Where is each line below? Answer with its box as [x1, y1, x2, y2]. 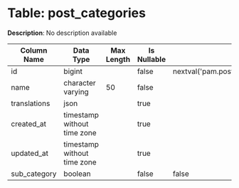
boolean [63, 169, 91, 179]
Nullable [137, 54, 166, 64]
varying [63, 87, 89, 97]
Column [20, 45, 48, 55]
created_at [11, 119, 47, 129]
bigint [63, 66, 83, 76]
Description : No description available [7, 28, 117, 37]
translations [11, 98, 51, 108]
